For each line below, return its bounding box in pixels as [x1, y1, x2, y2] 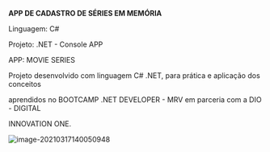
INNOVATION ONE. [8, 119, 71, 129]
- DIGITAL [8, 104, 41, 113]
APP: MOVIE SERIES [8, 55, 75, 64]
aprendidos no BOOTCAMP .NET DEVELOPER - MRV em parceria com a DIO [8, 95, 262, 105]
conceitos [8, 80, 42, 88]
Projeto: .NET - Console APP [8, 39, 103, 49]
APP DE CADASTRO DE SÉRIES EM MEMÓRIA [8, 9, 162, 18]
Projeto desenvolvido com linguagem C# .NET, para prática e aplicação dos [8, 71, 260, 80]
